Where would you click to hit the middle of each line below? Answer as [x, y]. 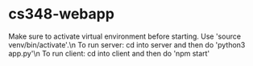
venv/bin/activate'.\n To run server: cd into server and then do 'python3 [127, 44]
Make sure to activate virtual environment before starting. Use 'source [125, 36]
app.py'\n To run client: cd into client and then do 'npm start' [109, 53]
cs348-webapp [62, 14]
